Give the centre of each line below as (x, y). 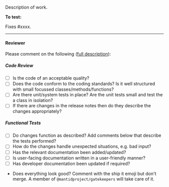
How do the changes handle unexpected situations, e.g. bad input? (82, 146)
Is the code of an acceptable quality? (51, 78)
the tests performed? (34, 141)
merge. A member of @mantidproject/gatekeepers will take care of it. (83, 179)
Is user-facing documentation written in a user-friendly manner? (79, 158)
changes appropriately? (37, 111)
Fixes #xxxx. (18, 27)
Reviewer (15, 43)
